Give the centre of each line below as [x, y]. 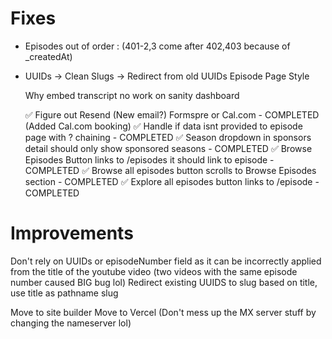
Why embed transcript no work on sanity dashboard [132, 95]
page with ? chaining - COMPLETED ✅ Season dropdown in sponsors [168, 137]
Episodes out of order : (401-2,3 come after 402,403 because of [157, 46]
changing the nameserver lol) [71, 323]
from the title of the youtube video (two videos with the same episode [154, 271]
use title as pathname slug [64, 293]
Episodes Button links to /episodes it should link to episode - [149, 159]
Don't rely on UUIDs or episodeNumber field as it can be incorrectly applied [166, 261]
